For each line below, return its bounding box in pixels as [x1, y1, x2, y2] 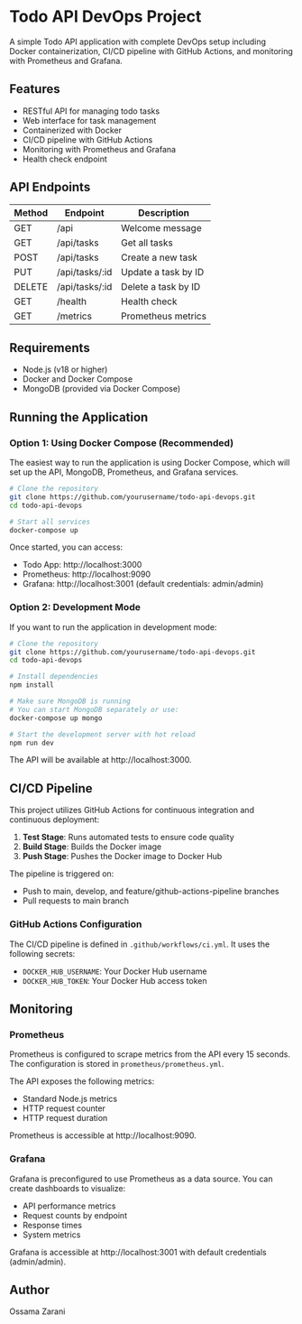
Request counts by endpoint [22, 1209, 128, 1220]
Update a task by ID [121, 265, 205, 278]
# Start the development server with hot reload [9, 729, 196, 739]
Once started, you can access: [9, 542, 124, 552]
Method [14, 206, 49, 218]
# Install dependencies [9, 672, 99, 681]
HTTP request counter [22, 1103, 106, 1114]
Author [9, 1282, 50, 1297]
